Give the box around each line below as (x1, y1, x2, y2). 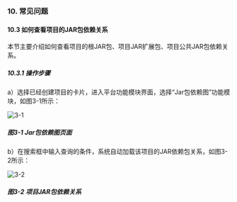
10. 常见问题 (7, 6, 48, 16)
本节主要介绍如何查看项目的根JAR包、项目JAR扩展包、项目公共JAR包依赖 (7, 43, 223, 51)
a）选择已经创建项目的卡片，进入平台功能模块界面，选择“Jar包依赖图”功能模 (7, 88, 231, 96)
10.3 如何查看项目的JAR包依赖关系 (7, 25, 108, 33)
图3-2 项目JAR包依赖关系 (7, 187, 81, 196)
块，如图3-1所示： (7, 97, 60, 106)
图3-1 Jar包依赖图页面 (7, 128, 72, 136)
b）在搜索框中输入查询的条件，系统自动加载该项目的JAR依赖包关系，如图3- (7, 147, 229, 156)
